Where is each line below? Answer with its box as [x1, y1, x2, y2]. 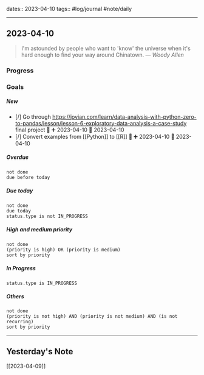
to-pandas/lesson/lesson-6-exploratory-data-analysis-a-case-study [15, 119, 187, 127]
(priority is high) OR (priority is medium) [6, 247, 121, 253]
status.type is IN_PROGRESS [6, 280, 78, 286]
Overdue [6, 153, 29, 161]
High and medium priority [6, 226, 73, 233]
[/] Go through [15, 113, 52, 121]
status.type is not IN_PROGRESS [6, 213, 88, 219]
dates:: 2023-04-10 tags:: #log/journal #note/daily [6, 5, 132, 12]
